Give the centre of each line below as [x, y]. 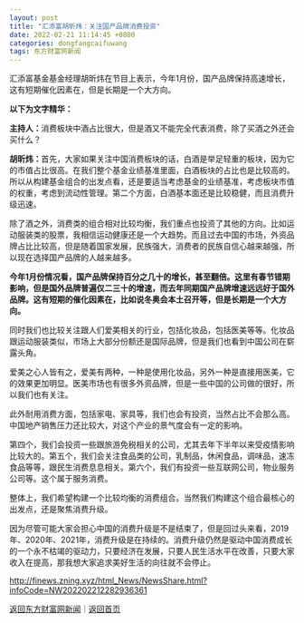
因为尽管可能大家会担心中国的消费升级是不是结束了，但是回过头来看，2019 [149, 529]
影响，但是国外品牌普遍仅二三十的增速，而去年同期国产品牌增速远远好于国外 [152, 288]
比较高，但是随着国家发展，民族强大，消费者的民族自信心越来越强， [160, 247]
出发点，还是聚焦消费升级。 [61, 510]
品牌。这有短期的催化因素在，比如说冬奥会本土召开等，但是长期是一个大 [144, 299]
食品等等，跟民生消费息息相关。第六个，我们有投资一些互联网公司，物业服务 [152, 467]
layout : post [34, 18]
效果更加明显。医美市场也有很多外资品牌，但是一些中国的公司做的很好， [152, 384]
